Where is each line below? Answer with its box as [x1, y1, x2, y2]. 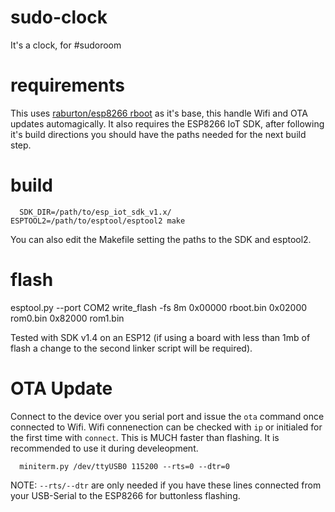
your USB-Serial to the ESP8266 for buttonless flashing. [10, 489, 241, 501]
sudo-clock [10, 6, 108, 29]
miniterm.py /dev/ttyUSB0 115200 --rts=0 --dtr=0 [19, 461, 230, 471]
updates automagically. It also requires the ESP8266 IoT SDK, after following [10, 117, 325, 130]
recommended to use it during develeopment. [10, 442, 199, 454]
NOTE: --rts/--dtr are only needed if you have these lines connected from [10, 479, 322, 491]
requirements [10, 74, 125, 97]
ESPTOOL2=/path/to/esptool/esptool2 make [10, 216, 186, 226]
